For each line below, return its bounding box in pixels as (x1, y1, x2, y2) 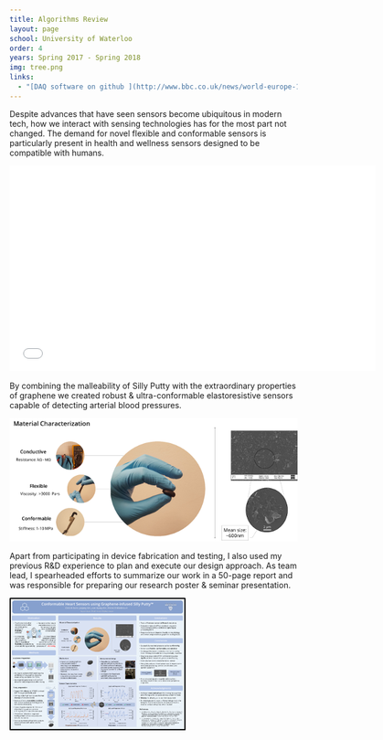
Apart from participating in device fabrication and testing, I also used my (9, 550, 282, 561)
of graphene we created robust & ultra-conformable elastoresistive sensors (9, 389, 293, 401)
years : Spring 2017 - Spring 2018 (9, 53, 142, 63)
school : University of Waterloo (9, 34, 133, 43)
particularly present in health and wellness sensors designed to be (9, 137, 261, 148)
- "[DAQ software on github (17, 82, 125, 91)
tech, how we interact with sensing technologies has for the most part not (9, 118, 287, 129)
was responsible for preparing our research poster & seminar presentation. (9, 579, 291, 590)
